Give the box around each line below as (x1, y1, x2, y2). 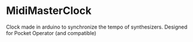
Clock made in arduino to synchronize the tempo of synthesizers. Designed (6, 23, 188, 30)
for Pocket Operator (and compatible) (6, 29, 96, 36)
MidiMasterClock (6, 4, 92, 17)
